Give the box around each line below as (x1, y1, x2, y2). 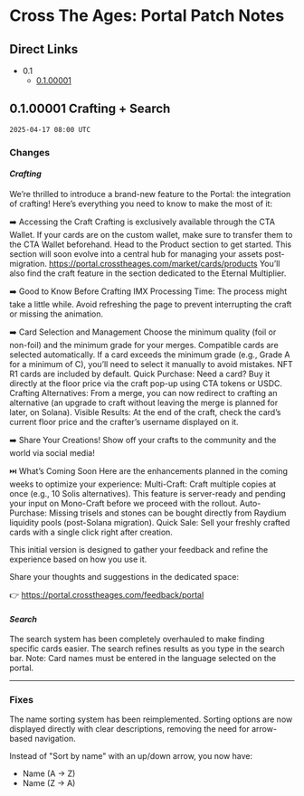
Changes (9, 146, 51, 158)
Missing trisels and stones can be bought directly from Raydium (48, 507, 287, 518)
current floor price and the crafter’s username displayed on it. (9, 416, 239, 427)
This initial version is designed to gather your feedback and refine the (9, 544, 269, 554)
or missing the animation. (9, 308, 104, 319)
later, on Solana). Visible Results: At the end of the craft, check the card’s (9, 406, 281, 417)
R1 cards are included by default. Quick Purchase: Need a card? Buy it (9, 368, 271, 379)
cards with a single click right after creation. (9, 526, 174, 537)
